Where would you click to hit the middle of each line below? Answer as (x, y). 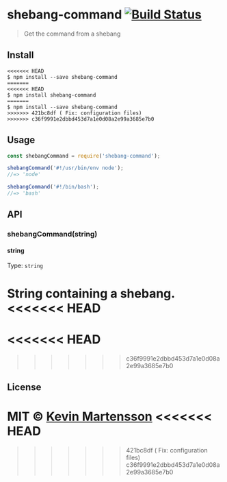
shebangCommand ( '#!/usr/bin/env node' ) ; (66, 168)
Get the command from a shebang (72, 34)
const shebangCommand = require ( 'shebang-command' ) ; (84, 156)
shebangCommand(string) (52, 234)
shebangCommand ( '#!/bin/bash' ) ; (53, 187)
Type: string (25, 266)
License (24, 387)
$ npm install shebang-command (52, 95)
